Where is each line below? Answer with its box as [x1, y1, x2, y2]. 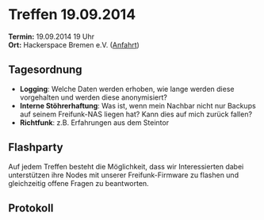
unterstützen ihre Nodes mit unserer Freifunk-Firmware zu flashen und [8, 170, 239, 180]
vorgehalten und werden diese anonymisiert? [19, 93, 168, 102]
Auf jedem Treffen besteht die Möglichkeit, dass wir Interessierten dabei [8, 161, 244, 171]
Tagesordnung [8, 63, 82, 77]
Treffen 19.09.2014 [8, 6, 136, 24]
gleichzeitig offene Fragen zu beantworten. [8, 178, 149, 188]
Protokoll [8, 201, 54, 214]
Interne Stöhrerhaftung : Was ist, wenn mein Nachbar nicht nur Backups [19, 101, 256, 110]
